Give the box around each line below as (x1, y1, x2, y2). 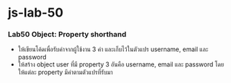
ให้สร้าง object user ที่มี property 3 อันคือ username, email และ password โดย (17, 60, 224, 68)
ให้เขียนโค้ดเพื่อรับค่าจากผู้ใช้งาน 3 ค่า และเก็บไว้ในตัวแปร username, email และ (17, 45, 209, 53)
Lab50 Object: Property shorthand (8, 30, 127, 39)
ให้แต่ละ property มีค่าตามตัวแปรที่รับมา (17, 68, 113, 77)
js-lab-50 (8, 5, 64, 21)
